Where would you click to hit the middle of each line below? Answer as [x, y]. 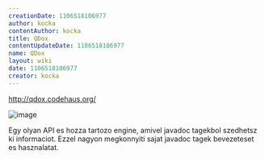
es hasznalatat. [34, 147]
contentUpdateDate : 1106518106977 [67, 46]
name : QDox [27, 53]
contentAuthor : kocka [45, 31]
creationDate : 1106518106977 [57, 16]
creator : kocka [34, 76]
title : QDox [28, 38]
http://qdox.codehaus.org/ [53, 98]
